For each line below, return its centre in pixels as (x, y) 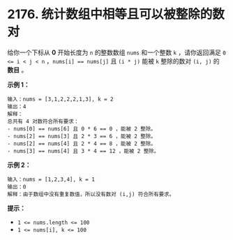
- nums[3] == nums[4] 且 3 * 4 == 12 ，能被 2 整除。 (83, 151)
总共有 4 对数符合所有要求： (43, 121)
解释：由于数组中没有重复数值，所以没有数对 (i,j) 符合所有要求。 (91, 194)
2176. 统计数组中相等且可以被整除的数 (116, 14)
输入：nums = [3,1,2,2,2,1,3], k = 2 (60, 99)
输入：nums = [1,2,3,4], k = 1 (51, 179)
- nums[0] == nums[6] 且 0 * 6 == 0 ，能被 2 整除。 (82, 129)
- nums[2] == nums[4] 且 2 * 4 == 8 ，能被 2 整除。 (82, 144)
